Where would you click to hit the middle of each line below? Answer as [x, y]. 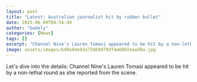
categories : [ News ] [30, 33]
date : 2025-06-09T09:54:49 [39, 22]
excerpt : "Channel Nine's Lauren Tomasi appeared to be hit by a [87, 45]
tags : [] [17, 39]
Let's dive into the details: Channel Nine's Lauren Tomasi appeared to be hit [97, 66]
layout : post [22, 11]
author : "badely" [27, 28]
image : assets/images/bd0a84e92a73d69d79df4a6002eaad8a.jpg [81, 50]
